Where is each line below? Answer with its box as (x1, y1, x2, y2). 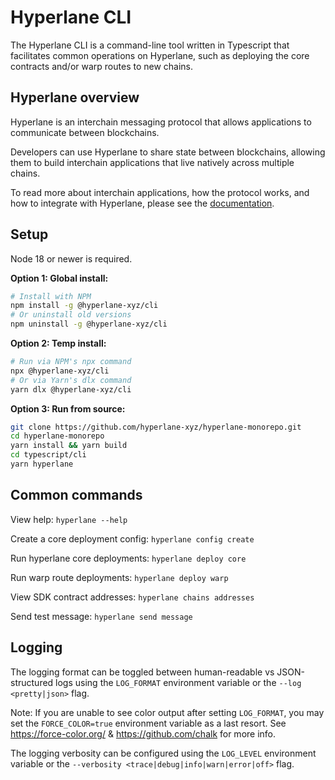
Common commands (10, 487, 143, 504)
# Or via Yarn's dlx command (10, 375, 132, 385)
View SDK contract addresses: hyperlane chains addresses (10, 591, 255, 603)
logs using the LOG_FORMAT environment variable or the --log (55, 676, 302, 688)
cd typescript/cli (10, 450, 87, 460)
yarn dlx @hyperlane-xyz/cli (10, 384, 132, 395)
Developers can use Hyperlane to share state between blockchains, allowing (10, 146, 326, 158)
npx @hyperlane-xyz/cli (10, 366, 110, 376)
